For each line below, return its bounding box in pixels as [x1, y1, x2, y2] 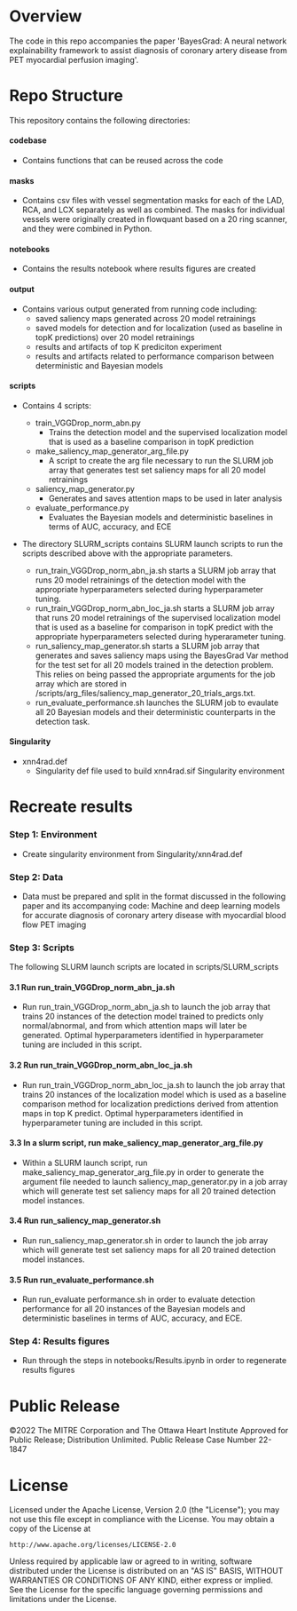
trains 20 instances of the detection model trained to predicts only [21, 1011, 264, 1022]
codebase [9, 135, 47, 146]
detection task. [35, 716, 90, 726]
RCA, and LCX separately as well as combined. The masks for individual [21, 204, 285, 215]
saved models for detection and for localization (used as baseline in [35, 322, 283, 333]
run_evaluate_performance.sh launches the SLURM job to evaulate [35, 697, 279, 708]
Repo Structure [9, 86, 124, 106]
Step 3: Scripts [9, 941, 75, 954]
